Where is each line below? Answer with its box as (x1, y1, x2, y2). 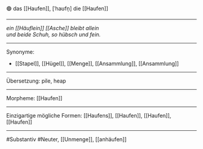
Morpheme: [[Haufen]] (6, 95, 63, 101)
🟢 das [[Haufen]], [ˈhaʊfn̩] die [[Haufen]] (6, 5, 109, 12)
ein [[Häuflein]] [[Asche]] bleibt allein (6, 25, 100, 31)
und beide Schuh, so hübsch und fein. (6, 31, 101, 38)
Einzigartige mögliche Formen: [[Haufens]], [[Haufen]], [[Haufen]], (6, 112, 172, 119)
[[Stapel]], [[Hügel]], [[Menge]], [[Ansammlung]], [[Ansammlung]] (14, 60, 179, 67)
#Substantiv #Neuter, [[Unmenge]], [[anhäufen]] (6, 136, 127, 143)
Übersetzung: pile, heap (6, 77, 66, 84)
